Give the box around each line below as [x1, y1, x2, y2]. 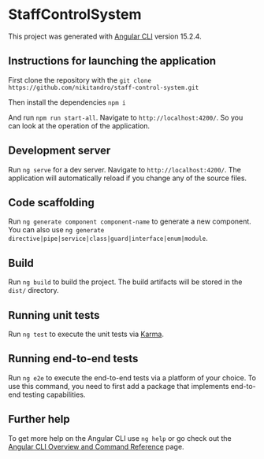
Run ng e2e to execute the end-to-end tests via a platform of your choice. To [8, 372, 257, 383]
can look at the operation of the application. [8, 120, 151, 131]
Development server [8, 144, 111, 157]
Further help [8, 413, 71, 426]
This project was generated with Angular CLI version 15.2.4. [8, 31, 203, 41]
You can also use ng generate [8, 225, 105, 235]
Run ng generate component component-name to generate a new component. [8, 217, 252, 226]
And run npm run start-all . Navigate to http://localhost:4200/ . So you [8, 113, 244, 122]
